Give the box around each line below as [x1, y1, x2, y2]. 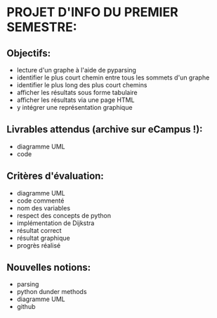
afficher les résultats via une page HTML [16, 96, 135, 104]
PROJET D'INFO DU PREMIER [6, 4, 178, 20]
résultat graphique [16, 234, 71, 242]
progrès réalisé [16, 241, 61, 250]
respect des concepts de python [16, 211, 112, 220]
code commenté [16, 196, 65, 205]
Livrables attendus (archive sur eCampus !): [6, 124, 203, 136]
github [16, 303, 36, 311]
